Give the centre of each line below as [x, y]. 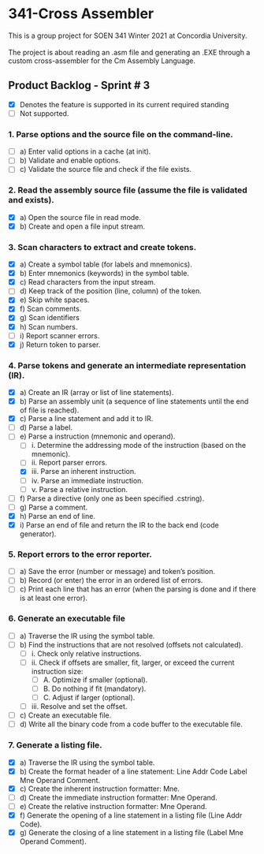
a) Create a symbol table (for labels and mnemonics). [106, 264]
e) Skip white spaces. [54, 300]
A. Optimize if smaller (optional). [95, 680]
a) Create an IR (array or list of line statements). [97, 392]
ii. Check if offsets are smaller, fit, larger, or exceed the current [133, 662]
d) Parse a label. [46, 427]
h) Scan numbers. [48, 326]
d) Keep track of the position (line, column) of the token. [111, 291]
